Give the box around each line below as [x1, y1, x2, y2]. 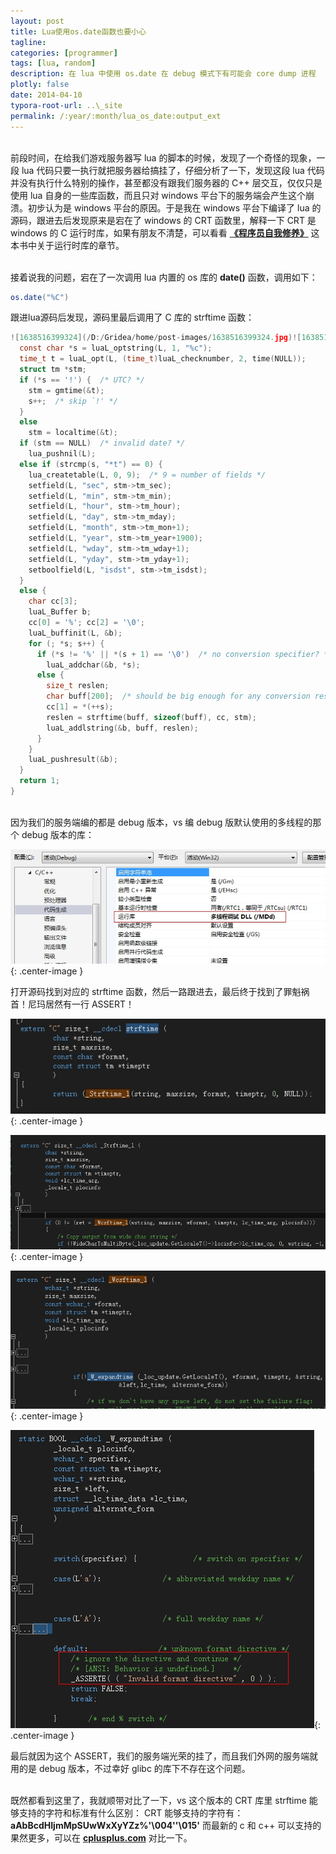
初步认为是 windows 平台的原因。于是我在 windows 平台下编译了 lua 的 [27, 201, 322, 214]
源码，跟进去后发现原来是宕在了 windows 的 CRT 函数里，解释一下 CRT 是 [10, 214, 317, 226]
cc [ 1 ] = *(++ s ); [46, 702, 114, 712]
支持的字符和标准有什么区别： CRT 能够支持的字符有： [18, 1806, 244, 1819]
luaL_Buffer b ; [28, 607, 92, 617]
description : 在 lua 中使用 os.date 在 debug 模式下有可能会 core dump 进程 [10, 69, 317, 79]
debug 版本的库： [21, 828, 95, 840]
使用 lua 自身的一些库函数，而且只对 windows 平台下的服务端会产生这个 [10, 189, 306, 201]
